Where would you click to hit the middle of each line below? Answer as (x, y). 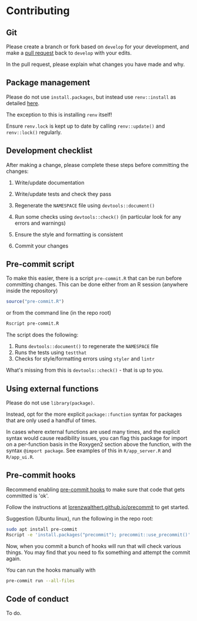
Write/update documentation (49, 182)
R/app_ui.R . (20, 457)
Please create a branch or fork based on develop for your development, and (98, 46)
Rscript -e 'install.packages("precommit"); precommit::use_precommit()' (98, 535)
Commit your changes (41, 246)
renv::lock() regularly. (34, 132)
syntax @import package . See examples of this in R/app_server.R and (89, 450)
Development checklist (49, 151)
